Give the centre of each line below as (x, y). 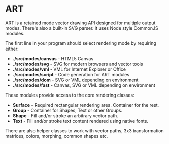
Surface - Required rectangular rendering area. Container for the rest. (86, 105)
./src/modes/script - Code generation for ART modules (71, 74)
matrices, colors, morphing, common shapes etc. (57, 136)
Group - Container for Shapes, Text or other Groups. (67, 110)
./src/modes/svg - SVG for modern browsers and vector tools (78, 64)
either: (12, 49)
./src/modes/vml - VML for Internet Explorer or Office (69, 69)
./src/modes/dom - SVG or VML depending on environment (75, 80)
